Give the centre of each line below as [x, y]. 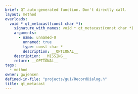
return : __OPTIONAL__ [36, 61]
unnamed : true [37, 42]
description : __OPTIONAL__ [51, 51]
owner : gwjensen [22, 75]
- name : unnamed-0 [37, 38]
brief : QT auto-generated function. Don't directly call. [66, 10]
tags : [11, 65]
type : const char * [43, 47]
